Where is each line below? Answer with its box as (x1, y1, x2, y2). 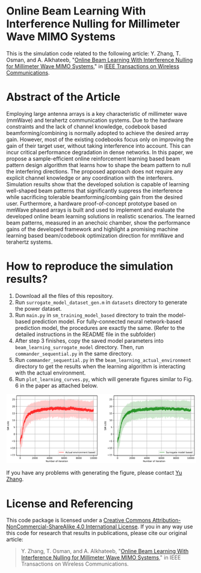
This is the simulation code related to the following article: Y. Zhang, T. (6, 49, 181, 57)
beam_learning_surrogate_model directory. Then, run (14, 343, 144, 350)
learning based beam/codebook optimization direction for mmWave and (6, 232, 185, 239)
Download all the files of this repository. (14, 292, 114, 299)
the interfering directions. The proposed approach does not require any (6, 168, 184, 175)
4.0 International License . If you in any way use (76, 523, 193, 530)
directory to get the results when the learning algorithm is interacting (14, 362, 185, 370)
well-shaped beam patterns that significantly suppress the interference (6, 187, 183, 194)
